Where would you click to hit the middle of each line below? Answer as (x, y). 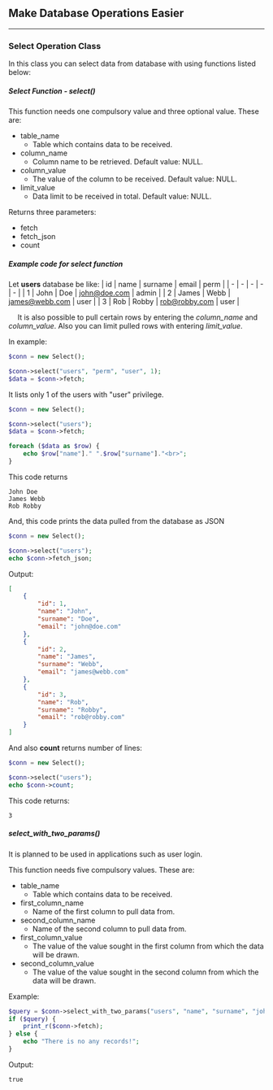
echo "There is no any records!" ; (81, 1042)
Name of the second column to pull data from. (109, 929)
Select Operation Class (55, 46)
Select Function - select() (52, 91)
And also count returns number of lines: (75, 748)
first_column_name (52, 903)
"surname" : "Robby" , (72, 710)
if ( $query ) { (32, 1019)
